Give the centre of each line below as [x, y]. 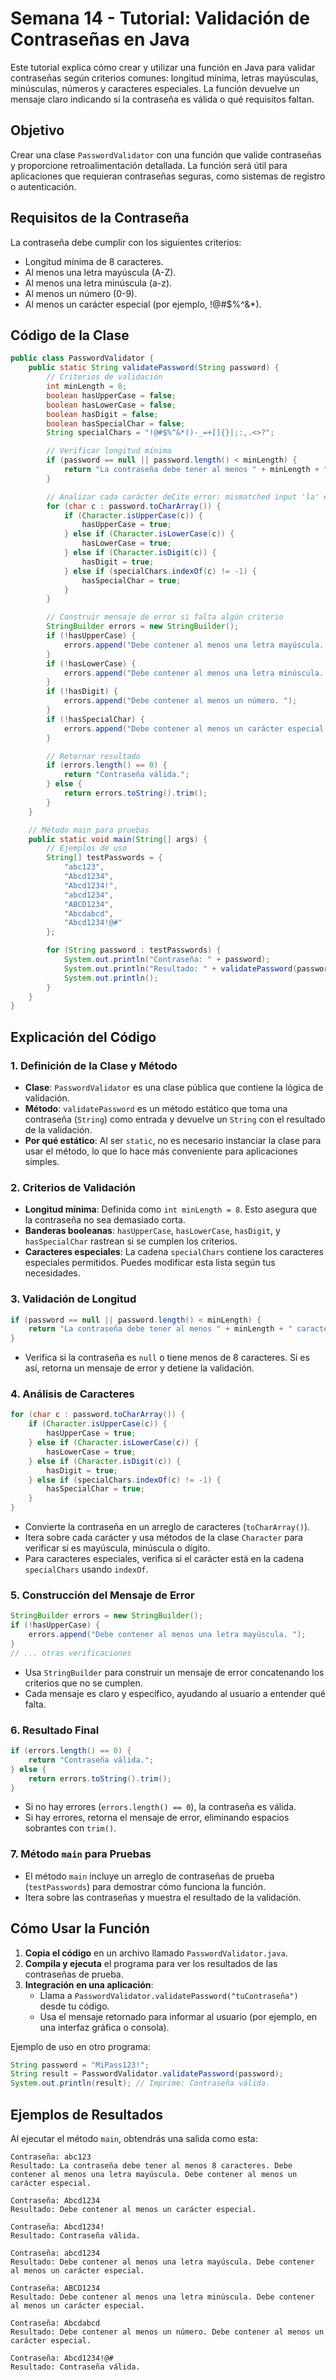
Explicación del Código [83, 1037]
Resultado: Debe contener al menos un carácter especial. [133, 2209]
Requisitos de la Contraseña [100, 218]
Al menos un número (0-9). [81, 293]
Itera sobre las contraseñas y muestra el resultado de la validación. [163, 1897]
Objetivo [37, 130]
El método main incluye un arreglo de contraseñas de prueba [149, 1876]
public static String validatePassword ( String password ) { [154, 368]
